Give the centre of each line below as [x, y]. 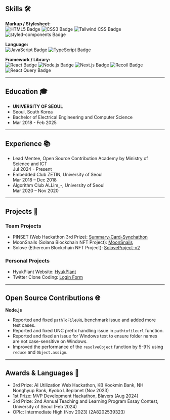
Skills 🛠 [18, 9]
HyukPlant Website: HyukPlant [44, 272]
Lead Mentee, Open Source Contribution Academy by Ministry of [80, 159]
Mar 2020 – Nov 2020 [36, 191]
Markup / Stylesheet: [28, 24]
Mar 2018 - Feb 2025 [35, 122]
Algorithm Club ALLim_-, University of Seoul [58, 185]
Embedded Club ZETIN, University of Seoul [57, 175]
